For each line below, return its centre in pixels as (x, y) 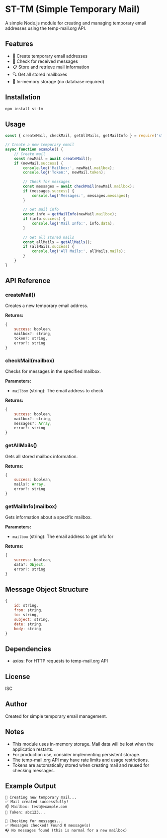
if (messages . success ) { (49, 191)
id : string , (26, 606)
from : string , (29, 610)
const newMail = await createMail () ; (53, 159)
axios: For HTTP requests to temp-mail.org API (60, 661)
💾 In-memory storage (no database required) (58, 81)
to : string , (26, 615)
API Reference (28, 281)
